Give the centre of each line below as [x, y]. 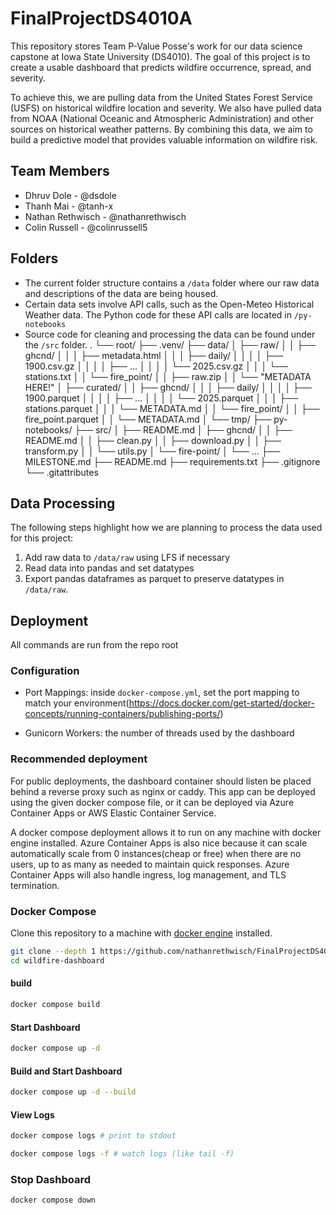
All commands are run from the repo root [94, 645]
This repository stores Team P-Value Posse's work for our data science [156, 46]
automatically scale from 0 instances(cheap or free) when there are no [156, 853]
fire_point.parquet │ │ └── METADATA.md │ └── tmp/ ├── [148, 419]
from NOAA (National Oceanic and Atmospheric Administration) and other [162, 118]
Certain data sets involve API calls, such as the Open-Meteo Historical [169, 304]
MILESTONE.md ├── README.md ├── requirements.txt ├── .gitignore [172, 461]
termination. [35, 885]
